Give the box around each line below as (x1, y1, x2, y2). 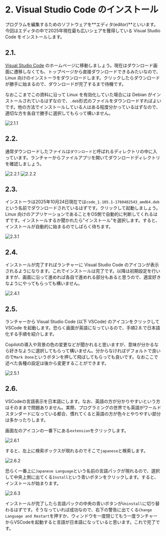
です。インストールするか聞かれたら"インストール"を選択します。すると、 (9, 218, 160, 224)
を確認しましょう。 (5, 160, 45, 166)
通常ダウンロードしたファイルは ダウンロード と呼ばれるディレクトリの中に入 (5, 148, 158, 154)
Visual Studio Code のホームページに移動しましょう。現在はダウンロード (5, 62, 154, 68)
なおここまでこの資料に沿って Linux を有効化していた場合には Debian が (5, 91, 153, 97)
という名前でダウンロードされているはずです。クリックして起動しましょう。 (5, 205, 161, 211)
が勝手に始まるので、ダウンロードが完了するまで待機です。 (5, 81, 126, 87)
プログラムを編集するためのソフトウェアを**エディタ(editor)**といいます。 (5, 21, 159, 27)
